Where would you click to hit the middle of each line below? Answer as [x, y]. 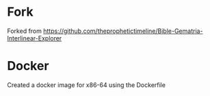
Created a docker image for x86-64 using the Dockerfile [87, 85]
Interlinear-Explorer [35, 38]
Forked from [25, 31]
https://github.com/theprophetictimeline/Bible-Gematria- [123, 31]
